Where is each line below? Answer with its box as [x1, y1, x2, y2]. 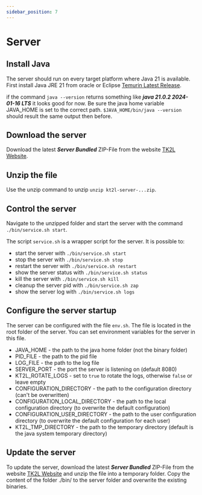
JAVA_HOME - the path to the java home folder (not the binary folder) [14, 346, 188, 353]
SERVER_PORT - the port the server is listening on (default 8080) [14, 366, 177, 373]
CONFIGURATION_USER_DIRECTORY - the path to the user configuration [14, 410, 197, 418]
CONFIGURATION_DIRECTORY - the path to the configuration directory [14, 385, 192, 392]
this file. [6, 334, 26, 342]
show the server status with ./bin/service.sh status [14, 269, 148, 276]
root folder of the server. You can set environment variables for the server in [6, 328, 195, 335]
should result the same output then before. [6, 113, 113, 120]
